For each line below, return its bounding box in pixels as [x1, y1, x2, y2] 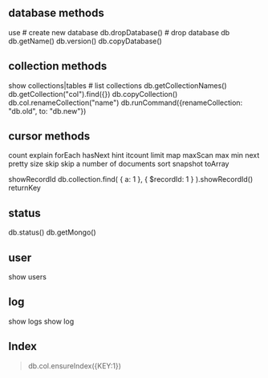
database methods [8, 6, 104, 20]
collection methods [8, 59, 108, 73]
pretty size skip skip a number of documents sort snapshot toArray [8, 159, 229, 169]
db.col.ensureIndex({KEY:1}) [27, 360, 122, 371]
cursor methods [8, 130, 91, 143]
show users [8, 272, 47, 282]
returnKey [8, 183, 42, 193]
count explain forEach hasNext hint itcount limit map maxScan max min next [8, 151, 260, 160]
